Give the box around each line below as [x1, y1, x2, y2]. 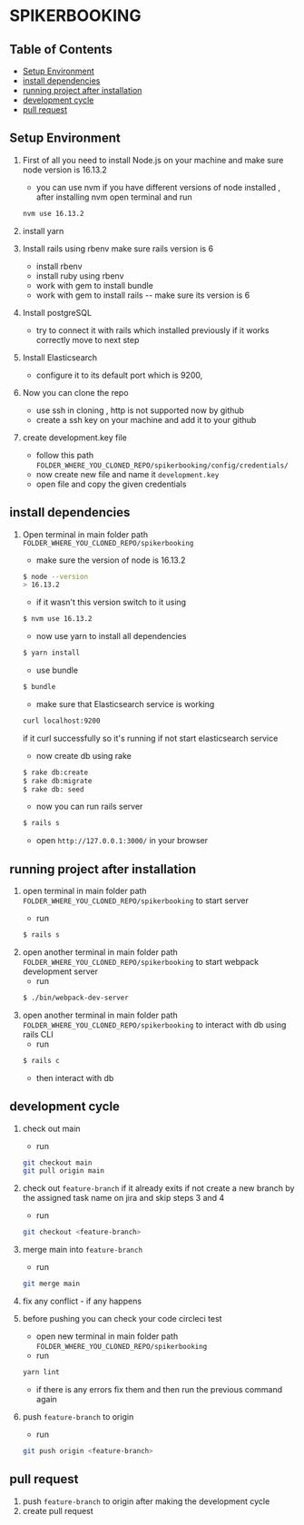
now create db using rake [35, 750, 132, 761]
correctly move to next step [35, 334, 140, 345]
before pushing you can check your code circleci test [22, 1313, 222, 1323]
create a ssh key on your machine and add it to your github [35, 414, 257, 425]
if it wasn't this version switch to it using [35, 596, 187, 608]
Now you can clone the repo [22, 387, 129, 398]
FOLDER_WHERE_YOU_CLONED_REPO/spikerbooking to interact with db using [22, 1018, 287, 1030]
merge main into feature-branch [22, 1245, 143, 1255]
